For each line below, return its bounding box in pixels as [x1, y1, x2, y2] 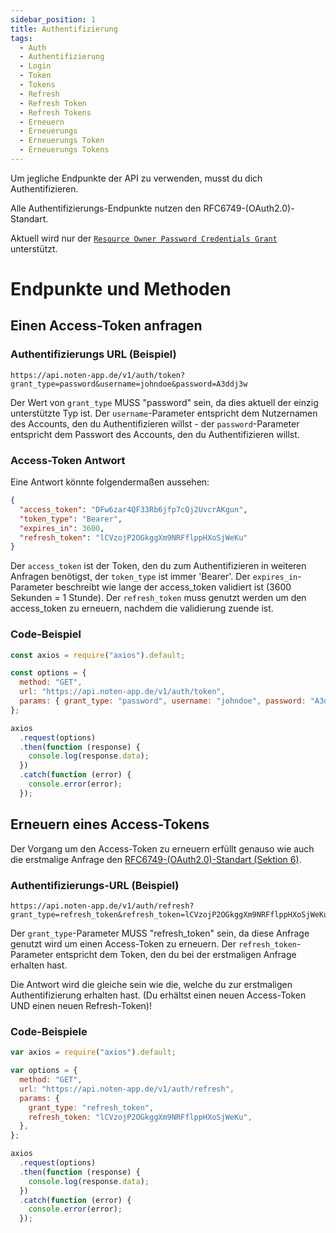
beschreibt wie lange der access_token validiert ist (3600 [55, 581, 292, 593]
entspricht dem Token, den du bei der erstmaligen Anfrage [55, 948, 297, 960]
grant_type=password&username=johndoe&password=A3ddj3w [10, 379, 248, 389]
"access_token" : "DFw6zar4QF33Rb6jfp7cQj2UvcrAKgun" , [19, 504, 248, 515]
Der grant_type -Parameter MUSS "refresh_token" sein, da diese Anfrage [10, 927, 310, 939]
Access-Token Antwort [10, 453, 126, 467]
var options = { [10, 1066, 78, 1076]
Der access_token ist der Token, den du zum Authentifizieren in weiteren [10, 560, 307, 572]
